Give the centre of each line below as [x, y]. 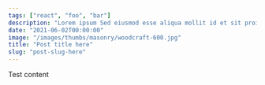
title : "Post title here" [50, 45]
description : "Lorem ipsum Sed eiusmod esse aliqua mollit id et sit [125, 23]
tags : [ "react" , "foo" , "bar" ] [60, 15]
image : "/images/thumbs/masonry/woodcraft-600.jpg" [95, 37]
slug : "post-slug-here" [47, 52]
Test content [29, 74]
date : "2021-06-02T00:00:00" [56, 30]
